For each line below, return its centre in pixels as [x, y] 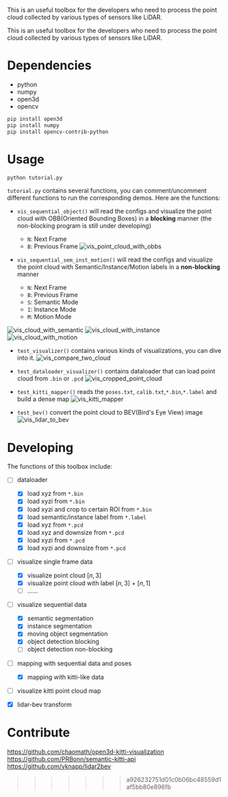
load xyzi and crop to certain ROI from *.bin [89, 509]
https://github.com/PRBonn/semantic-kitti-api [72, 759]
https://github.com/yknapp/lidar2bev [59, 766]
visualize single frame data [55, 562]
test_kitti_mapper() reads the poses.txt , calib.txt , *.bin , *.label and [117, 392]
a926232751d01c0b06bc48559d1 [174, 779]
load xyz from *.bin [55, 494]
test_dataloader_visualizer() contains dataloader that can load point [116, 371]
